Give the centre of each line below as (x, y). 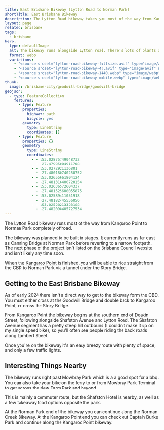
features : (24, 101)
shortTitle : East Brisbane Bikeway (41, 14)
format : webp (23, 55)
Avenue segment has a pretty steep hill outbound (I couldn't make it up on (79, 325)
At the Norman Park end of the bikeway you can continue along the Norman (81, 412)
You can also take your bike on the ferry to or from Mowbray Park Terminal (80, 382)
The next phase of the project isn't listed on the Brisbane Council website (79, 248)
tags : (10, 32)
